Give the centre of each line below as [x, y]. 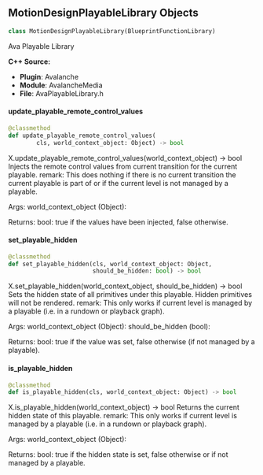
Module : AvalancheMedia [61, 85]
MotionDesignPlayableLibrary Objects [103, 13]
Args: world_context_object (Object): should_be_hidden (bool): [109, 327]
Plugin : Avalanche [49, 76]
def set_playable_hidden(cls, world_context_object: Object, [110, 264]
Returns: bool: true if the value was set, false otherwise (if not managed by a [131, 342]
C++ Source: [29, 61]
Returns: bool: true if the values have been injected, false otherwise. [119, 222]
